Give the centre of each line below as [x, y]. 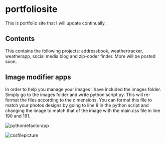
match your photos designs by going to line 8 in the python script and [77, 105]
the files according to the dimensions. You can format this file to [86, 100]
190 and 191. [18, 115]
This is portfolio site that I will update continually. [56, 23]
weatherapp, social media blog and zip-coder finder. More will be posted [80, 56]
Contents [20, 39]
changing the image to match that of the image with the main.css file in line [83, 110]
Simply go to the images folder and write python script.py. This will [74, 94]
